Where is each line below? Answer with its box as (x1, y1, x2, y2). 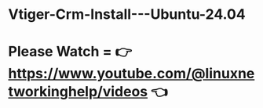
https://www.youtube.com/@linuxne (8, 65, 255, 83)
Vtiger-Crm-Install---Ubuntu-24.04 (8, 5, 246, 23)
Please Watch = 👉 (8, 43, 132, 60)
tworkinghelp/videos (8, 83, 148, 101)
